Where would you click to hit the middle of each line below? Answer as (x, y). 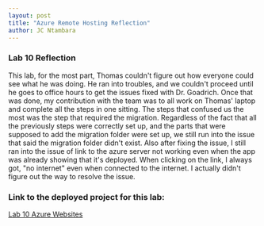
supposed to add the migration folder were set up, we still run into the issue (132, 134)
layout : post (30, 15)
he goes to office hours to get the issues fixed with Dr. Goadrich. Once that (131, 92)
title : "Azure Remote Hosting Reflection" (79, 23)
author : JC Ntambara (42, 30)
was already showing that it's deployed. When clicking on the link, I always (130, 159)
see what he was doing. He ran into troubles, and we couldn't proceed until (131, 83)
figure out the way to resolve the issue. (72, 176)
